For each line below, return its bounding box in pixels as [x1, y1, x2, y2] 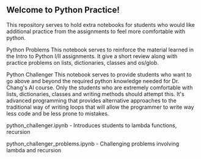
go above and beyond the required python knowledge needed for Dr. [6, 77, 180, 84]
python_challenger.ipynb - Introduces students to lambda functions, [6, 122, 177, 129]
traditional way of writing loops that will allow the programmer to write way [6, 103, 194, 111]
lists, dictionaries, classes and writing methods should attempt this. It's [6, 90, 185, 97]
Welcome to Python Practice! [6, 5, 120, 15]
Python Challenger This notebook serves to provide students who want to [6, 70, 192, 78]
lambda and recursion [6, 146, 62, 153]
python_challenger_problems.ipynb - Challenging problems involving [6, 140, 180, 147]
